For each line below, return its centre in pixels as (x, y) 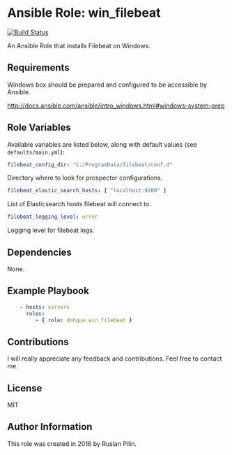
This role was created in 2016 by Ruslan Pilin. (72, 443)
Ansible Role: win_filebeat (84, 13)
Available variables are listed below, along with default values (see (102, 144)
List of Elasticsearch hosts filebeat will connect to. (79, 204)
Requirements (38, 68)
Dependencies (39, 252)
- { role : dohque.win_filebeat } (84, 320)
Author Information (50, 427)
